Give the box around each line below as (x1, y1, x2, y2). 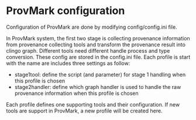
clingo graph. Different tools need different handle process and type (6, 47, 170, 54)
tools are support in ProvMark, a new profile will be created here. (6, 107, 163, 114)
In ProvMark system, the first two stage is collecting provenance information (6, 35, 190, 42)
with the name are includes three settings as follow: (6, 60, 130, 67)
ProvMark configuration (6, 4, 125, 18)
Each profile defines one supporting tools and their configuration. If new (6, 101, 180, 108)
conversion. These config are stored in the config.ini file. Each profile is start (6, 53, 191, 60)
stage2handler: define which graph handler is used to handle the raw (14, 83, 181, 90)
